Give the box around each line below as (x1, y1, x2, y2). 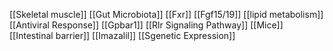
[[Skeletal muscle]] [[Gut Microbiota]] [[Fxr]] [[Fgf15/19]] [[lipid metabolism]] (9, 9, 324, 20)
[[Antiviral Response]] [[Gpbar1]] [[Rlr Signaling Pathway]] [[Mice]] (9, 19, 284, 31)
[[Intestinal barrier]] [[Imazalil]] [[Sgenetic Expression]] (9, 30, 236, 41)
